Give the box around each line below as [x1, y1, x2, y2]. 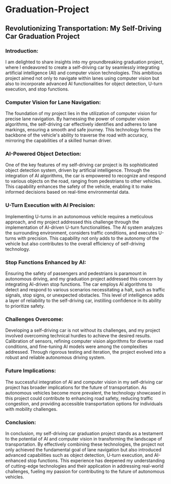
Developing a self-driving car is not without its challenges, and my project [5, 327, 160, 333]
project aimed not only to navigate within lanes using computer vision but [5, 75, 159, 81]
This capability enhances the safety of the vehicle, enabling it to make [5, 183, 153, 190]
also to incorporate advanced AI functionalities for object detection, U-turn [5, 80, 162, 86]
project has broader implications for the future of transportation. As [5, 384, 147, 390]
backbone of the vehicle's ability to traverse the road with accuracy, [5, 132, 149, 139]
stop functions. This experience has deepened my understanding [27, 457, 165, 464]
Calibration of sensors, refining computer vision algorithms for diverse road [5, 338, 164, 344]
